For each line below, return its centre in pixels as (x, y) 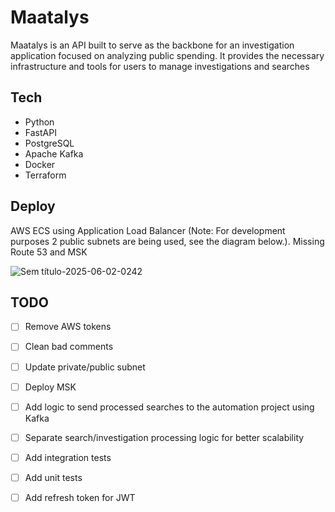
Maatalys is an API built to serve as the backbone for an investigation (152, 45)
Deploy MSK (50, 387)
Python (39, 122)
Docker (40, 164)
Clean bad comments (69, 347)
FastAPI (40, 132)
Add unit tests (53, 477)
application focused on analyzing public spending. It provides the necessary (167, 55)
